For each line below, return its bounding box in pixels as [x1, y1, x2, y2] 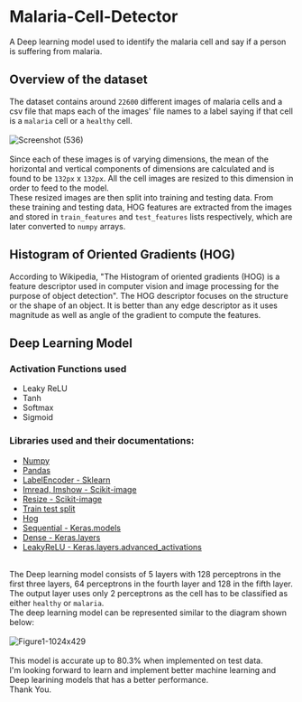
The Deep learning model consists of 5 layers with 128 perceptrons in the [9, 568, 281, 579]
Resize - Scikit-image [22, 493, 103, 504]
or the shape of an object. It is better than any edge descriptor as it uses [9, 300, 278, 311]
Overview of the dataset [9, 72, 148, 88]
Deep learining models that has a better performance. [9, 674, 209, 685]
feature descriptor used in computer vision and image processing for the [9, 280, 279, 291]
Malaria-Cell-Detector [9, 6, 178, 27]
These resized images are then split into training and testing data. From [9, 192, 274, 202]
